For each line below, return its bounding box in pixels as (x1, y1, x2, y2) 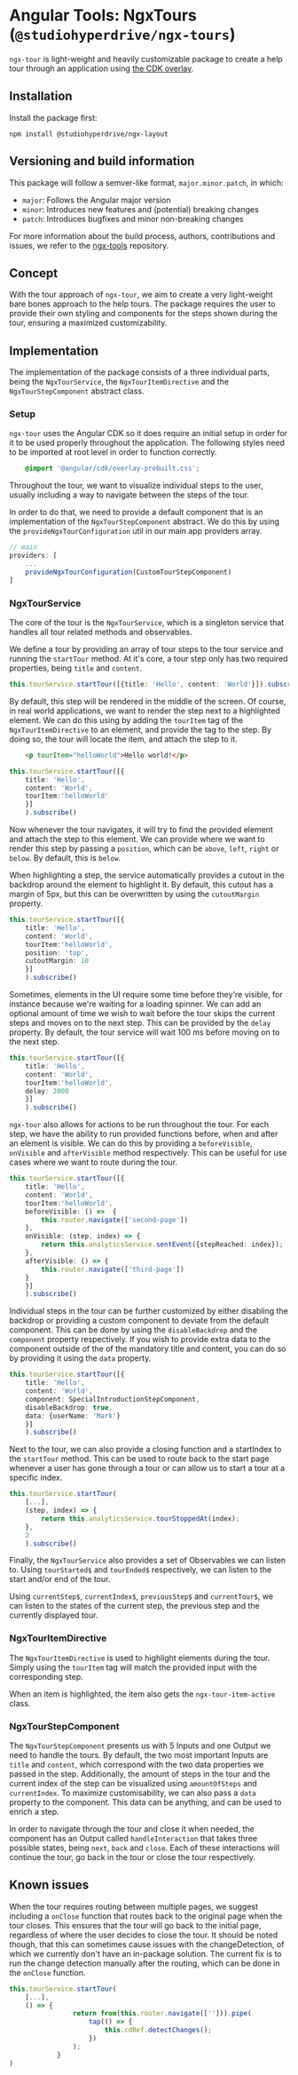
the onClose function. (9, 1967, 86, 1977)
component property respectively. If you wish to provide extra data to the (9, 1334, 271, 1345)
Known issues (9, 1878, 90, 1893)
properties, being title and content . (9, 663, 143, 673)
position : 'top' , (25, 948, 90, 958)
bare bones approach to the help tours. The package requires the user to (9, 298, 276, 309)
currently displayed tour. (9, 1610, 98, 1621)
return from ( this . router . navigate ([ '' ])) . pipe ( (72, 2009, 252, 2018)
